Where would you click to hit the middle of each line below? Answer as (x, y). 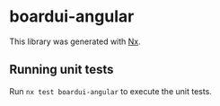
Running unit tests (62, 70)
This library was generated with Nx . (75, 41)
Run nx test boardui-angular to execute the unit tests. (111, 91)
